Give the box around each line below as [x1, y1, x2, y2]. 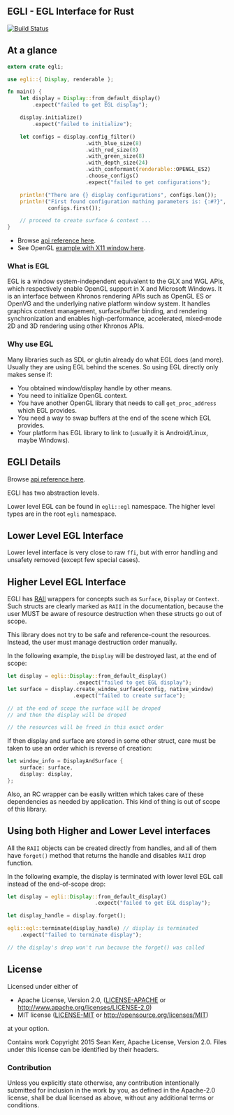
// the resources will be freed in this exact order [7, 724, 164, 731]
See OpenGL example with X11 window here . [17, 244, 146, 252]
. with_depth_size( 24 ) [85, 159, 149, 167]
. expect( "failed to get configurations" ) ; [85, 179, 211, 186]
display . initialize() [20, 114, 82, 121]
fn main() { [7, 88, 42, 95]
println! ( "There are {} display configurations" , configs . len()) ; [20, 191, 217, 198]
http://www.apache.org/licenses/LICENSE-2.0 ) [17, 1003, 152, 1011]
